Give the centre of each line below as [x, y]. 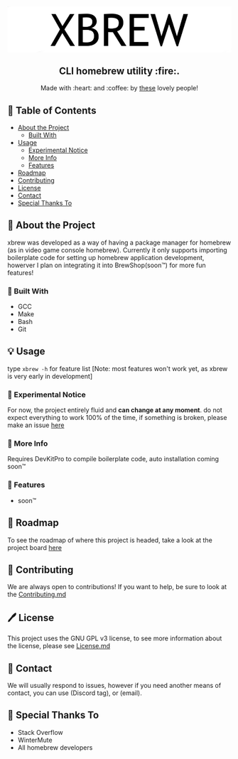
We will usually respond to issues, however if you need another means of [114, 685]
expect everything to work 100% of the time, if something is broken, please [117, 418]
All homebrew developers [55, 747]
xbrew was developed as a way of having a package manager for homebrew [119, 242]
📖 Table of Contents [52, 111]
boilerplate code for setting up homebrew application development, [106, 257]
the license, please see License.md [59, 646]
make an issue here [36, 425]
